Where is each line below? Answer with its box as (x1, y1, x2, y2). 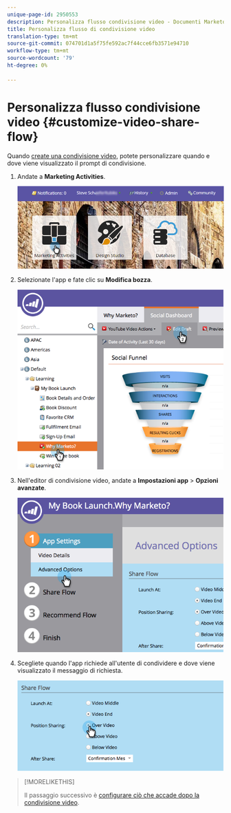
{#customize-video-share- (42, 114, 200, 130)
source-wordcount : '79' (7, 55, 76, 62)
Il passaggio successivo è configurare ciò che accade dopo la (23, 791, 200, 799)
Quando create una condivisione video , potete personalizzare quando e (7, 151, 210, 160)
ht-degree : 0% (7, 62, 48, 69)
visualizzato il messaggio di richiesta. (16, 666, 123, 675)
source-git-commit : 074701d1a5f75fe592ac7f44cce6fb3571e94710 (7, 40, 189, 47)
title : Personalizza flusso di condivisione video (7, 25, 155, 32)
